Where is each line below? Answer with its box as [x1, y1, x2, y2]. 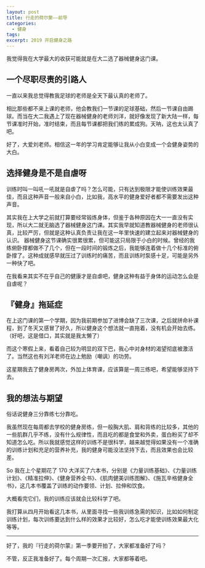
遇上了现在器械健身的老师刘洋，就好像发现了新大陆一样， [48, 112, 193, 120]
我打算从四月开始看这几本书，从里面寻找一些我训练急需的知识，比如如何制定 [6, 508, 199, 515]
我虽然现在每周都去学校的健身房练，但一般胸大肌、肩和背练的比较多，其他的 [6, 423, 199, 431]
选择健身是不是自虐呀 [6, 168, 87, 178]
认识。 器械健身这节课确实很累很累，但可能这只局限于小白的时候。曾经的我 [6, 236, 195, 244]
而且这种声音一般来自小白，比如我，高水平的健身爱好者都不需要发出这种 [16, 193, 199, 200]
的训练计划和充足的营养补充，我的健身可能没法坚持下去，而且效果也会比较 [6, 446, 193, 454]
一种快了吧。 [6, 259, 38, 266]
